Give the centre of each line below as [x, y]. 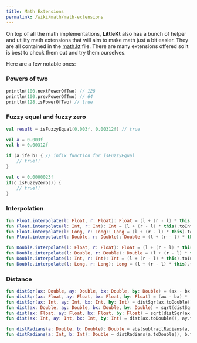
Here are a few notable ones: [41, 64]
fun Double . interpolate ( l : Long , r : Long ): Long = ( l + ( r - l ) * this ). [98, 264]
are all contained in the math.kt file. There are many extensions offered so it [97, 46]
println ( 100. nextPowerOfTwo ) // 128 [51, 91]
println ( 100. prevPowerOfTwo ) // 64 [50, 96]
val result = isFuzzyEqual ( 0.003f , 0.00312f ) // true [73, 129]
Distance [19, 279]
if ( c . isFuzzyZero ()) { [34, 182]
